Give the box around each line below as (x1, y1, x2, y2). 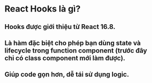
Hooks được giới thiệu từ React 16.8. (4, 23, 116, 31)
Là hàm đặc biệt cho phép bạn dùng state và (4, 39, 141, 47)
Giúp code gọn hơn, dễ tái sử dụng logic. (4, 70, 129, 79)
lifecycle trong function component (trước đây (4, 46, 148, 55)
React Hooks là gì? (4, 3, 81, 14)
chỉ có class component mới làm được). (4, 54, 126, 62)
